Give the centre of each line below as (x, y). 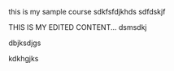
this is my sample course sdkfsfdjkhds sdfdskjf (87, 12)
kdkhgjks (24, 58)
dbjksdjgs (25, 43)
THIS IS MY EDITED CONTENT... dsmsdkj (78, 27)
